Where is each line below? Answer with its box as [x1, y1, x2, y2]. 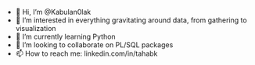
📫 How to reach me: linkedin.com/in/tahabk [15, 49, 158, 58]
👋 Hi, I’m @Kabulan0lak [15, 8, 92, 16]
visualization [15, 24, 56, 32]
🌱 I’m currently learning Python [15, 32, 116, 41]
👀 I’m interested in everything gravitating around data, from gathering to [15, 15, 248, 25]
